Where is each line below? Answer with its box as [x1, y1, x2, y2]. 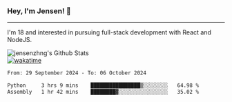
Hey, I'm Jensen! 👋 [7, 6, 71, 16]
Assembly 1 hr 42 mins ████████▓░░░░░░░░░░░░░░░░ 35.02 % [7, 89, 199, 96]
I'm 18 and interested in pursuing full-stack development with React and [7, 28, 212, 37]
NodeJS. [7, 36, 32, 44]
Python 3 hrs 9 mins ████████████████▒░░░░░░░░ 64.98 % [7, 82, 199, 89]
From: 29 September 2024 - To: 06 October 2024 [7, 70, 147, 76]
